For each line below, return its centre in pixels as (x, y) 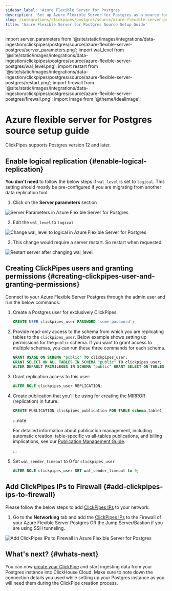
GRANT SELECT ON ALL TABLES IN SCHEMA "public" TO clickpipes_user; (87, 362)
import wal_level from (101, 50)
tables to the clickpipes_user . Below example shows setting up (80, 337)
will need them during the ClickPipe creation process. (62, 583)
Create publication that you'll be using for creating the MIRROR (79, 396)
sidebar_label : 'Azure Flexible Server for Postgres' (64, 10)
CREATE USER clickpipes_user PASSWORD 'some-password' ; (73, 322)
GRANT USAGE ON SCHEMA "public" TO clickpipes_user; (70, 357)
